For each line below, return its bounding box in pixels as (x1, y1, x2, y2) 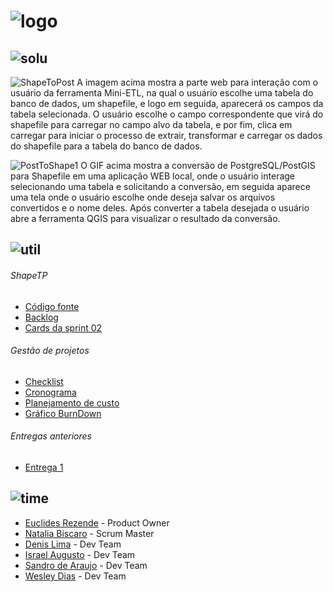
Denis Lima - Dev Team (24, 538, 122, 550)
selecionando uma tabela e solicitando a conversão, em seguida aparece (10, 181, 311, 192)
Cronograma (24, 386, 77, 398)
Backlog (24, 311, 59, 323)
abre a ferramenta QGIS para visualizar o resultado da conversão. (10, 213, 281, 224)
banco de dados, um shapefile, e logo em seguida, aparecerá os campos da (10, 98, 324, 109)
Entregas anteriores (10, 430, 92, 442)
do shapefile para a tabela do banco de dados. (10, 140, 203, 152)
